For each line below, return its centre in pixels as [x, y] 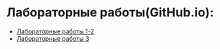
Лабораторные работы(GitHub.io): [110, 13]
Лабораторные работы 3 [53, 38]
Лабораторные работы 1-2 [55, 31]
